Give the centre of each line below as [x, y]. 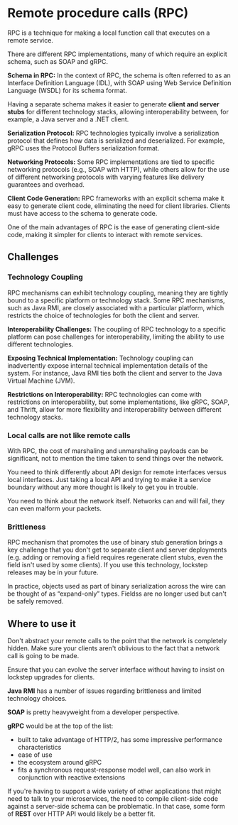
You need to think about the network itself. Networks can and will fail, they [116, 501]
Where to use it [42, 624]
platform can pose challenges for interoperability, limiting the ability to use [116, 337]
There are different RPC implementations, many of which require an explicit [117, 54]
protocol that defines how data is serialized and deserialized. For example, [116, 141]
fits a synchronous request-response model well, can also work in [114, 770]
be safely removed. [36, 601]
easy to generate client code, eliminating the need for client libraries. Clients [119, 206]
